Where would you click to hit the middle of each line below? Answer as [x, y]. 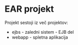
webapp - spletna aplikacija [40, 37]
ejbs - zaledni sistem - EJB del [43, 32]
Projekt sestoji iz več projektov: [37, 22]
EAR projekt [29, 9]
